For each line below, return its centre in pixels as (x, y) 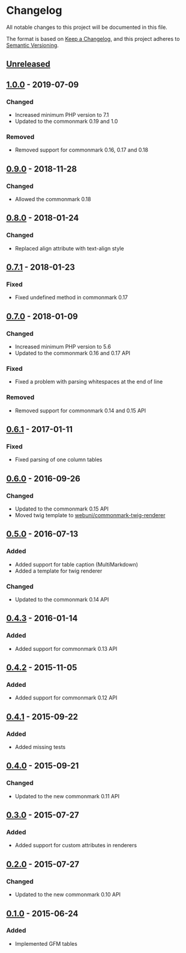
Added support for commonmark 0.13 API (66, 648)
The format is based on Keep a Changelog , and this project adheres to (93, 39)
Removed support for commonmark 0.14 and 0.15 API (80, 411)
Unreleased (28, 64)
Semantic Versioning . (32, 45)
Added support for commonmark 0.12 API (66, 698)
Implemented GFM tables (46, 943)
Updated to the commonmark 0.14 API (62, 600)
